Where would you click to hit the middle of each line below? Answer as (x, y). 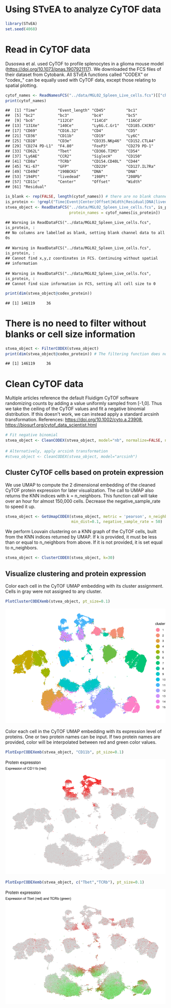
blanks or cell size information (70, 334)
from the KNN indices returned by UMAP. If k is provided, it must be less (81, 537)
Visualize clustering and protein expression (76, 574)
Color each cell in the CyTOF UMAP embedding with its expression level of (83, 731)
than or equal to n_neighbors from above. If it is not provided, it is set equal (84, 542)
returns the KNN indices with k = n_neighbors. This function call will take (81, 495)
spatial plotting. (21, 85)
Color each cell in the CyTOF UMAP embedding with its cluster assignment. (84, 586)
